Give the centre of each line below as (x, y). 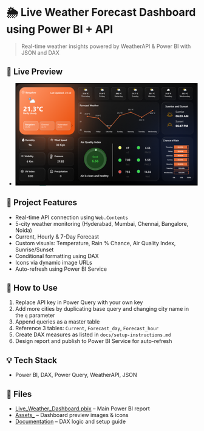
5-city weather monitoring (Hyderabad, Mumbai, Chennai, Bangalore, (102, 223)
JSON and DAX (40, 52)
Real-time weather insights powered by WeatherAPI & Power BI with (106, 46)
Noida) (23, 230)
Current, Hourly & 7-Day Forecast (57, 236)
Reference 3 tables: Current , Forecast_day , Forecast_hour (87, 328)
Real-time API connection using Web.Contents (72, 217)
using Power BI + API (60, 29)
